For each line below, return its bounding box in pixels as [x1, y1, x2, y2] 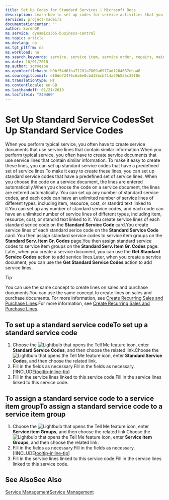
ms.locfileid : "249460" [5, 92, 55, 97]
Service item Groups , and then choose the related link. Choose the [12, 428, 151, 435]
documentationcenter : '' [5, 21, 57, 27]
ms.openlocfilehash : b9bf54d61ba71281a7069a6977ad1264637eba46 [5, 69, 141, 74]
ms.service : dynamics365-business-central [5, 31, 96, 36]
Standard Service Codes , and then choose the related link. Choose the [12, 347, 159, 353]
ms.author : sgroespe [5, 64, 49, 69]
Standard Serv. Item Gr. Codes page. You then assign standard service [5, 238, 152, 244]
